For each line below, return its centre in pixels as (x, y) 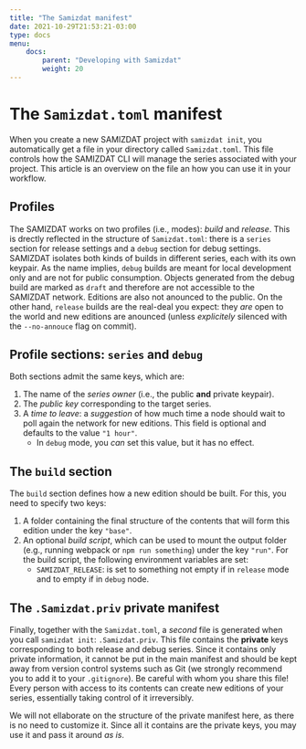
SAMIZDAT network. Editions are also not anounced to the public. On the (146, 297)
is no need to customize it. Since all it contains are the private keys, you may (153, 725)
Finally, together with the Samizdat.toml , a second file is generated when (146, 630)
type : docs (30, 35)
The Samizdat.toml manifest (116, 114)
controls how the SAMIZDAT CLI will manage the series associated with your (153, 158)
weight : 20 (63, 69)
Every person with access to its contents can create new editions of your (147, 688)
